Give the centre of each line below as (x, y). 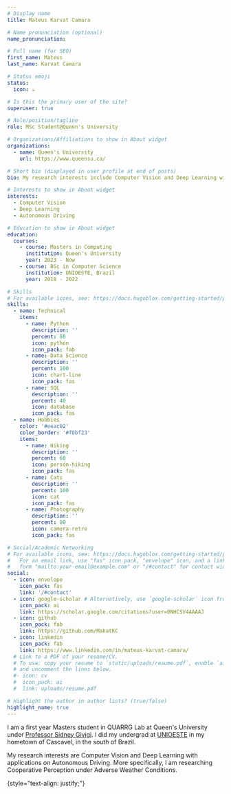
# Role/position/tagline (43, 121)
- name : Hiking (47, 445)
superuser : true (30, 108)
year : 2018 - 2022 (52, 279)
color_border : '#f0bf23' (55, 432)
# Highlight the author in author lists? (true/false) (87, 701)
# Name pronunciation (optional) (55, 32)
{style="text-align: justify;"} (46, 783)
